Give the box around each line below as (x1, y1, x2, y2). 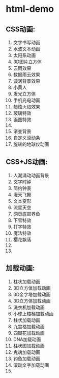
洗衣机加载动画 (13, 304, 45, 310)
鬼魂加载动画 (13, 349, 40, 355)
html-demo (6, 3, 54, 15)
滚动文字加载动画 (13, 362, 49, 368)
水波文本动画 (13, 46, 40, 52)
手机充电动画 (13, 97, 40, 103)
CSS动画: (6, 25, 36, 33)
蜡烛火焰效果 (13, 104, 40, 109)
